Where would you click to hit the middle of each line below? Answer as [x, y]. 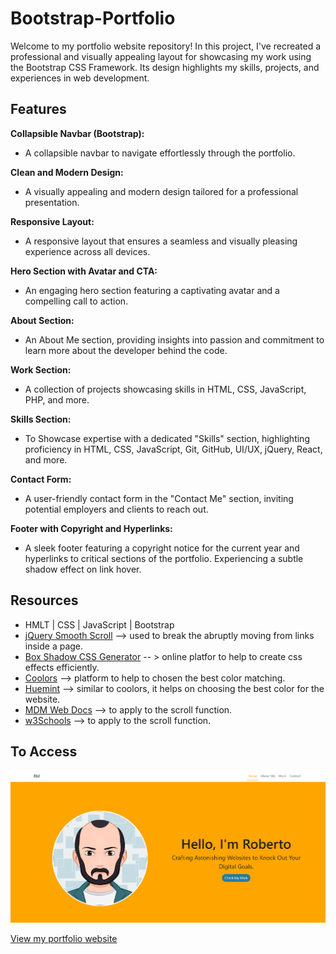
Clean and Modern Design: [67, 172]
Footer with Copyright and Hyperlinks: [91, 528]
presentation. [52, 202]
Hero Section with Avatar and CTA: [84, 271]
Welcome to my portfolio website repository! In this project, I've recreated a [166, 46]
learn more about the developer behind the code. [126, 350]
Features [38, 109]
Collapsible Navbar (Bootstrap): [77, 133]
